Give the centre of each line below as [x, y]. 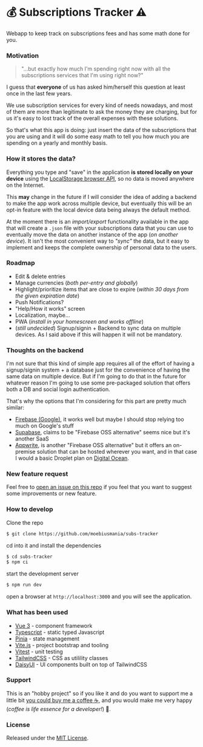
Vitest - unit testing [39, 651]
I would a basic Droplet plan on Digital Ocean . [72, 458]
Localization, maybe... [42, 315]
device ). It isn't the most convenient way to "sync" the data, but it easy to [98, 241]
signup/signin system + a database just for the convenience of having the [98, 370]
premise [25, 452]
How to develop [30, 509]
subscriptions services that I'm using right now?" [82, 75]
